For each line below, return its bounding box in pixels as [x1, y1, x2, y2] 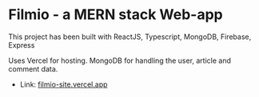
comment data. [8, 64, 58, 73]
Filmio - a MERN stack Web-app [8, 6, 223, 24]
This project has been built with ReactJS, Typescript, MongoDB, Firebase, [8, 32, 252, 41]
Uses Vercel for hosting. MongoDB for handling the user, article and [8, 56, 232, 65]
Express [8, 40, 35, 49]
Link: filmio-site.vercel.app [19, 80, 108, 89]
